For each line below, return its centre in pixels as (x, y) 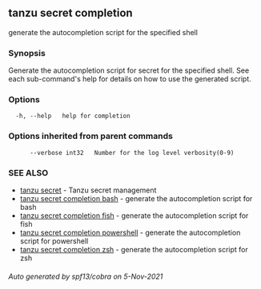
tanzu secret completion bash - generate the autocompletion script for (136, 198)
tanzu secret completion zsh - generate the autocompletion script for (134, 249)
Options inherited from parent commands (91, 137)
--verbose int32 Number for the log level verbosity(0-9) (132, 152)
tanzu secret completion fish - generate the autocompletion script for (134, 216)
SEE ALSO (28, 172)
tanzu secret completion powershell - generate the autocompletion (130, 232)
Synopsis (27, 53)
